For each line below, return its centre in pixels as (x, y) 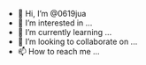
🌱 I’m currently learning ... (65, 32)
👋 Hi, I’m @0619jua (52, 14)
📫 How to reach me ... (58, 51)
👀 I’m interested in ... (55, 23)
